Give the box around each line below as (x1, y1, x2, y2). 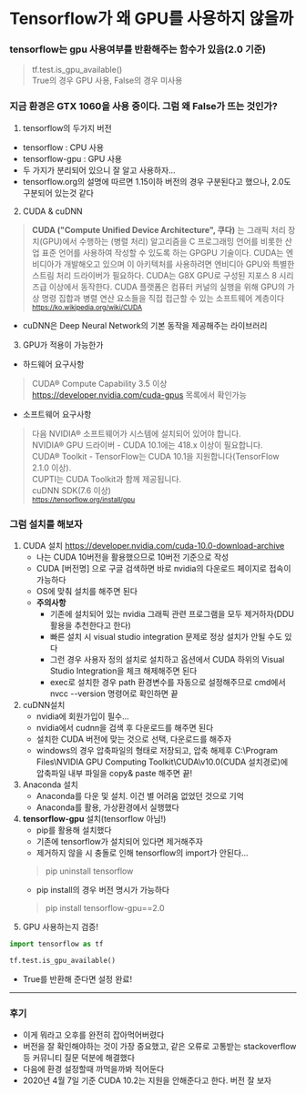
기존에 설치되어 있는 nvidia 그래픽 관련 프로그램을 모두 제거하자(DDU (49, 609, 294, 620)
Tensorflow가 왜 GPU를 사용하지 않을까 (9, 8, 294, 29)
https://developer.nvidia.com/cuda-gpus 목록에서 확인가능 (31, 389, 248, 400)
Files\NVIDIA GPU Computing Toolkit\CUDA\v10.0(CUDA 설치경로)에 (36, 756, 289, 767)
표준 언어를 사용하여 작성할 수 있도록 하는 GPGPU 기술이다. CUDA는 (41, 247, 284, 258)
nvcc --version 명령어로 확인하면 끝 (49, 688, 179, 699)
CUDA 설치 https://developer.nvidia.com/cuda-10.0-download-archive (22, 541, 285, 552)
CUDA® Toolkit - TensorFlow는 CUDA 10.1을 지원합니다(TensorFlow (31, 451, 280, 461)
